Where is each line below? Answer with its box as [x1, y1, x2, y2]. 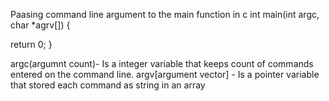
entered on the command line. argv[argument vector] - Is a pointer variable [10, 69, 320, 80]
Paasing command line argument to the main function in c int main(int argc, [10, 9, 320, 20]
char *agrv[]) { [10, 19, 71, 31]
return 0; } [10, 39, 53, 50]
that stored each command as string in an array [10, 79, 206, 91]
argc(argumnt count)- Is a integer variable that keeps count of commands [10, 58, 314, 69]
